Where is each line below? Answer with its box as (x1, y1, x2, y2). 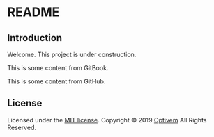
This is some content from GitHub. (7, 77, 106, 86)
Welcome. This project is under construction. (7, 50, 137, 58)
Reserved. (7, 123, 37, 131)
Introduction (7, 32, 63, 44)
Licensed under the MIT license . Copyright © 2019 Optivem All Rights (7, 115, 207, 124)
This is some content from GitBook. (7, 64, 109, 72)
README (7, 4, 60, 20)
